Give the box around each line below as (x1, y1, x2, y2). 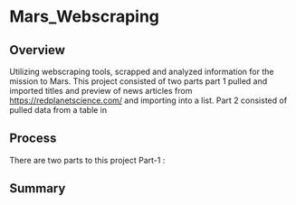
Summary (9, 181, 66, 196)
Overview (9, 42, 66, 58)
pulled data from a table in (9, 105, 108, 115)
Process (9, 131, 57, 146)
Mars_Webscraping (9, 6, 160, 27)
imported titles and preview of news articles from (9, 86, 193, 96)
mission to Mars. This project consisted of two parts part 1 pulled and (9, 76, 268, 87)
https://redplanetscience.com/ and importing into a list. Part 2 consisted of (9, 95, 288, 106)
